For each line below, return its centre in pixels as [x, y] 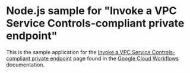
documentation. [26, 64]
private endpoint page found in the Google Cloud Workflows [105, 58]
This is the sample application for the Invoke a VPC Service [78, 52]
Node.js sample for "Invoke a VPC [91, 11]
